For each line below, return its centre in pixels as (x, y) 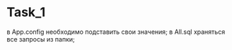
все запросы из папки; (41, 39)
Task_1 (26, 12)
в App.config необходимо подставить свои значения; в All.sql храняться (116, 32)
